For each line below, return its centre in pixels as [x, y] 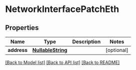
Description [86, 42]
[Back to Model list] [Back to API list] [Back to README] [62, 62]
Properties [22, 28]
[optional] [117, 50]
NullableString [50, 50]
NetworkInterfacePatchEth [62, 9]
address [18, 50]
